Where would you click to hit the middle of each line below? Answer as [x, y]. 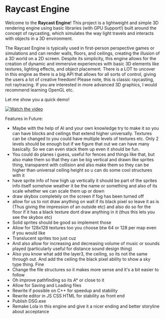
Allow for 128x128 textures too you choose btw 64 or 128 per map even [84, 227]
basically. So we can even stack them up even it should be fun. [76, 149]
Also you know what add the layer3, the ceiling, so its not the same [80, 254]
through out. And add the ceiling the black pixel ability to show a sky [81, 259]
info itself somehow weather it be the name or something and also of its [85, 185]
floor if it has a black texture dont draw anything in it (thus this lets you [83, 212]
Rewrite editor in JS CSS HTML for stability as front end [69, 296]
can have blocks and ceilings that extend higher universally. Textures [82, 133]
